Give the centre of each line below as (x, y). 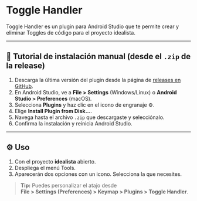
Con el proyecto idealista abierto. (55, 161)
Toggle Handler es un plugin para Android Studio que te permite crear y (93, 26)
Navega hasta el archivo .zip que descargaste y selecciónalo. (89, 117)
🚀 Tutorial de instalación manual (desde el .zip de (98, 57)
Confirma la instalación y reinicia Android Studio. (74, 123)
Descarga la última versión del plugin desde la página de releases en (98, 80)
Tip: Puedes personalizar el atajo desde (69, 185)
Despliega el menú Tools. (45, 168)
